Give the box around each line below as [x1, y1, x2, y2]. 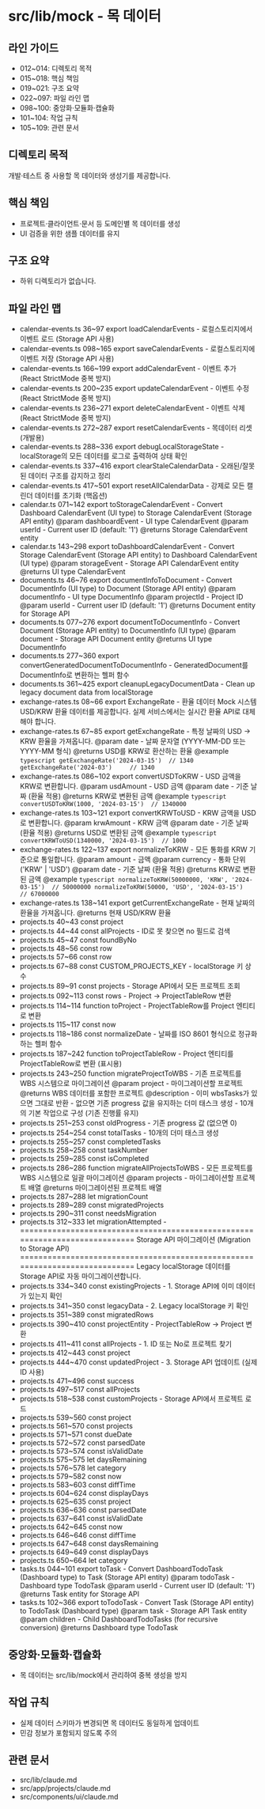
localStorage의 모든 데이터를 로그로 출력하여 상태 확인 [19, 452, 188, 461]
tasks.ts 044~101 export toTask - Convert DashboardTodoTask [19, 1564, 224, 1574]
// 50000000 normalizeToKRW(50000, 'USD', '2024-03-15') [51, 884, 244, 891]
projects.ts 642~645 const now [19, 1522, 123, 1531]
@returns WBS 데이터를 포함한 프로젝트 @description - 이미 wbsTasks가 [19, 1088, 250, 1098]
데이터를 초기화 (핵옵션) [34, 491, 108, 501]
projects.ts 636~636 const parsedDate [19, 1505, 147, 1515]
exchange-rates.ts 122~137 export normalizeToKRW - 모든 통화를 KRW [19, 845, 248, 854]
